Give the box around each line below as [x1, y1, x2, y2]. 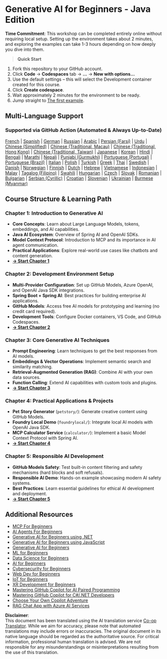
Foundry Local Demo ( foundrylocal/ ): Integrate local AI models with [12, 419, 153, 425]
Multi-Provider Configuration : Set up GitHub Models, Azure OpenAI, [12, 282, 154, 288]
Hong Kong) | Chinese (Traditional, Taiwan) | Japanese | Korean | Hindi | [5, 148, 153, 155]
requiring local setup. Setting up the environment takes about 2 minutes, [5, 36, 153, 42]
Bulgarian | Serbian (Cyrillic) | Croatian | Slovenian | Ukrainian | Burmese [5, 175, 153, 181]
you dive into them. [5, 46, 45, 52]
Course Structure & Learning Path [5, 195, 112, 204]
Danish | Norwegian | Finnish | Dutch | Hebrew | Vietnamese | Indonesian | [5, 164, 158, 170]
